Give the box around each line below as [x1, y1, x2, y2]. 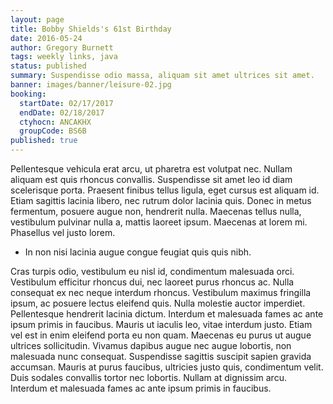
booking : [10, 89, 47, 99]
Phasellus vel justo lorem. [10, 227, 116, 238]
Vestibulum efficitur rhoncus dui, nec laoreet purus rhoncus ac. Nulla [10, 276, 295, 288]
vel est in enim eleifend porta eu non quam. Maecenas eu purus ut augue [10, 329, 312, 341]
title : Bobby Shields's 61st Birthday [10, 24, 172, 34]
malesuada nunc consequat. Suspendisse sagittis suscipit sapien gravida [10, 351, 312, 362]
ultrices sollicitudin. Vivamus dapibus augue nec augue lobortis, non [10, 340, 292, 351]
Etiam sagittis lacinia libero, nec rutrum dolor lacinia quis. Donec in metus [10, 195, 312, 206]
